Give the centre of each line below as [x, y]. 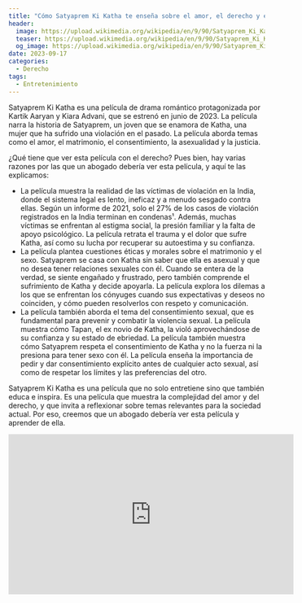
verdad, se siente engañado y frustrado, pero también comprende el [135, 277]
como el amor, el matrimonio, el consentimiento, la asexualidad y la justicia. [134, 142]
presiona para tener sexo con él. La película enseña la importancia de [137, 355]
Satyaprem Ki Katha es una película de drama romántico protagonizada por [134, 107]
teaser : [29, 39]
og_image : [32, 46]
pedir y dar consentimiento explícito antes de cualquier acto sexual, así [139, 364]
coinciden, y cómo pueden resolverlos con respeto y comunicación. [134, 303]
